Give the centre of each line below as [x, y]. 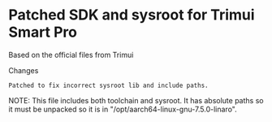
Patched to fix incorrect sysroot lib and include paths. [108, 85]
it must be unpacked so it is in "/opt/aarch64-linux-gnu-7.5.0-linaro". [123, 109]
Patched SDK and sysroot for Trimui [132, 15]
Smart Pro [43, 32]
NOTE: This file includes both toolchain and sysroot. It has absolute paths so [136, 100]
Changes [24, 70]
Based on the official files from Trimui [71, 54]
